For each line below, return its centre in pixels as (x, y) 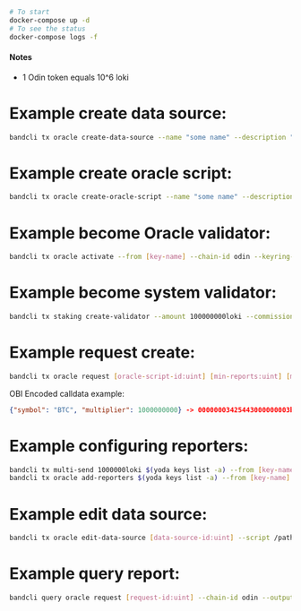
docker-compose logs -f (54, 37)
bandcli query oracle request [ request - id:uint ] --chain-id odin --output (152, 598)
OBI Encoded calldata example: (67, 393)
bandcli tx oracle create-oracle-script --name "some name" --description (152, 197)
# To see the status (48, 29)
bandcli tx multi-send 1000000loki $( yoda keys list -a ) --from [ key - (144, 469)
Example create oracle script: (121, 173)
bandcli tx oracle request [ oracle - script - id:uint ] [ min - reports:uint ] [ (150, 376)
